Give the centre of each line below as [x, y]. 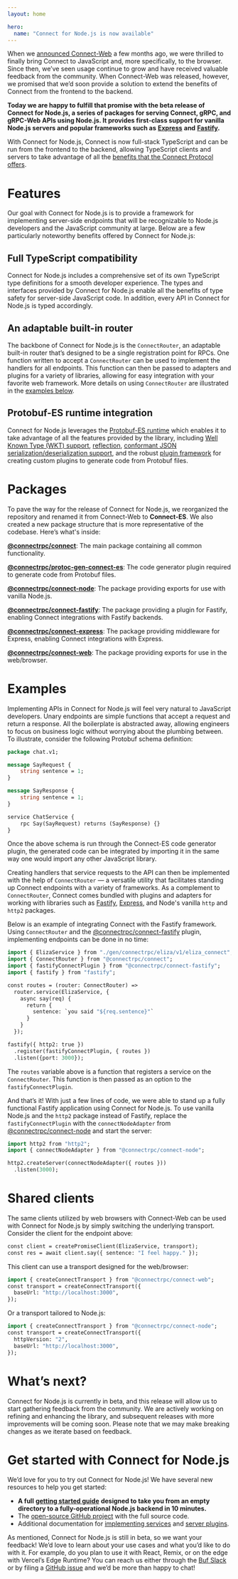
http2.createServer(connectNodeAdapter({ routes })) [87, 1163]
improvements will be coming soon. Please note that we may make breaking [118, 1424]
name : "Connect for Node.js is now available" [84, 33]
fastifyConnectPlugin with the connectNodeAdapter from [89, 1123]
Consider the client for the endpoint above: [70, 1233]
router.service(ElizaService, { [62, 992]
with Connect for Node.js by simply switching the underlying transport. [111, 1226]
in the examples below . [41, 390]
